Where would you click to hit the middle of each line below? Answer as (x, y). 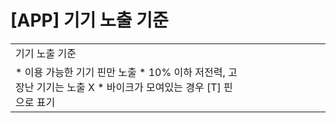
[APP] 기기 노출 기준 (89, 20)
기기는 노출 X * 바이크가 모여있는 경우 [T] (129, 87)
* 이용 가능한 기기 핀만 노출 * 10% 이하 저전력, (120, 72)
